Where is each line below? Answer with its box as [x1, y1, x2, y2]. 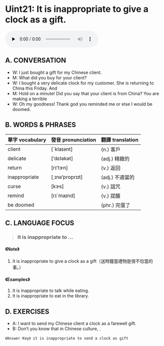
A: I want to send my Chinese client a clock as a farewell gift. [12, 321, 137, 327]
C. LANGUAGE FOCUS [5, 219, 74, 227]
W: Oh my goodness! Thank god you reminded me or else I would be [12, 101, 153, 107]
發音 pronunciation [51, 136, 97, 143]
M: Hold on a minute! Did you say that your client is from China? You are [12, 90, 160, 96]
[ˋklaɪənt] [51, 145, 73, 152]
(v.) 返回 [101, 165, 120, 172]
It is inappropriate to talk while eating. [12, 288, 89, 293]
